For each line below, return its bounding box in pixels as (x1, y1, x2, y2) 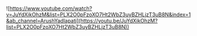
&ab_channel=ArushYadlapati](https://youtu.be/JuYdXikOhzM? (6, 17, 158, 24)
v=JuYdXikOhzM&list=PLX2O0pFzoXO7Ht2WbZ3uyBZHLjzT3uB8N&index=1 (6, 11, 191, 18)
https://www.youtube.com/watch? (9, 5, 93, 12)
